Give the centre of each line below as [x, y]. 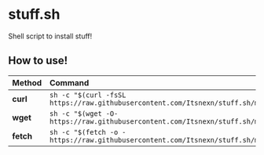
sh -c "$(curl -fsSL [88, 95]
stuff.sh [34, 14]
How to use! [38, 61]
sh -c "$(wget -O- [84, 114]
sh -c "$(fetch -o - [88, 132]
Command [70, 82]
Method [27, 82]
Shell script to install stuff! [50, 36]
